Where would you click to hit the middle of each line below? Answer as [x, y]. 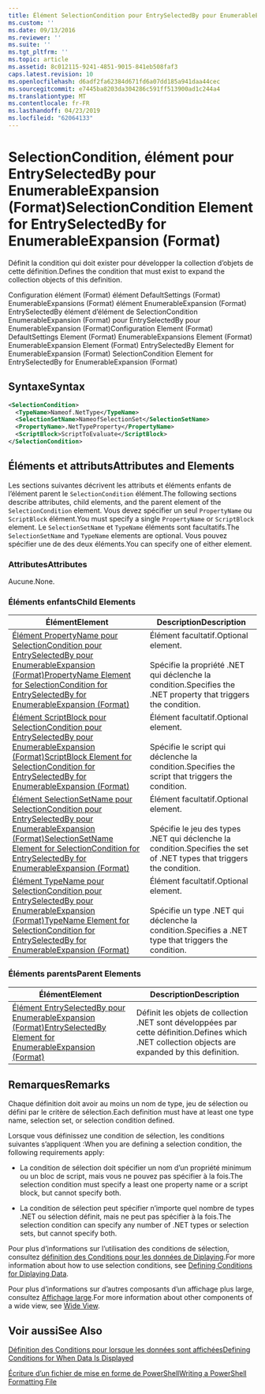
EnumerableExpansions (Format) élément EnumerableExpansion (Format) [127, 303]
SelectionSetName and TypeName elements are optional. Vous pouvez [118, 535]
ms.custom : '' [32, 23]
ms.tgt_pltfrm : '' [38, 52]
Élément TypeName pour [58, 881]
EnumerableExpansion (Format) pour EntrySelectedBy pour [105, 320]
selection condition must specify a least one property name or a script [134, 1185]
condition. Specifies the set [199, 849]
